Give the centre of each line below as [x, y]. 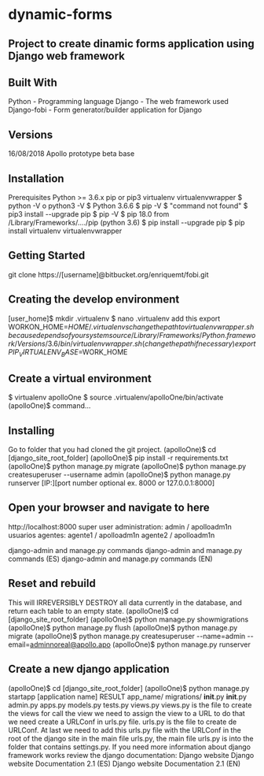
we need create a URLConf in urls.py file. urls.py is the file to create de [123, 722]
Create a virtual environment [80, 379]
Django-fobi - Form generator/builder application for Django [105, 110]
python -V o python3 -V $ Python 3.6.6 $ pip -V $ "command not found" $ [128, 206]
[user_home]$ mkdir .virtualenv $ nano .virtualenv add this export [114, 318]
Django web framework [67, 56]
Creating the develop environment [94, 300]
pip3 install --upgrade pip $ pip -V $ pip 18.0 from [89, 214]
